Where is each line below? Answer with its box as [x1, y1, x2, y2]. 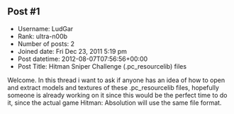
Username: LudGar [17, 24, 74, 33]
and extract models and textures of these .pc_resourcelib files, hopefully [7, 83, 220, 91]
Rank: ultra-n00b [17, 32, 68, 40]
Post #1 [7, 6, 40, 18]
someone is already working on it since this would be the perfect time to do [7, 91, 228, 99]
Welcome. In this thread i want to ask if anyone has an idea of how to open [7, 76, 225, 84]
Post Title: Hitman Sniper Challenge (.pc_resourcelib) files [17, 62, 186, 70]
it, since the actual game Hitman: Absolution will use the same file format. [7, 98, 222, 107]
